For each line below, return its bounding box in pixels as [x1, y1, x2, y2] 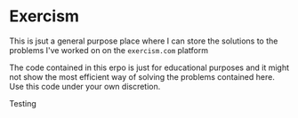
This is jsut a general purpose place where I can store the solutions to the [9, 35, 278, 46]
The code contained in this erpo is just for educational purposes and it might [9, 62, 290, 73]
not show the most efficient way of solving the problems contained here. [9, 71, 276, 82]
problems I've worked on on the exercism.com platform [9, 44, 209, 55]
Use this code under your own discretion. [9, 81, 161, 91]
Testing [9, 98, 37, 108]
